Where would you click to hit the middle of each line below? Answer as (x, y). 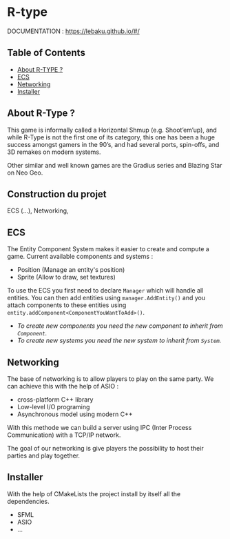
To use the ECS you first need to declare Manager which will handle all (105, 291)
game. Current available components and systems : (80, 257)
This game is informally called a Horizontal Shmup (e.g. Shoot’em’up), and (112, 130)
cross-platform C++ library (55, 400)
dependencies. (28, 501)
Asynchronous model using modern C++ (75, 414)
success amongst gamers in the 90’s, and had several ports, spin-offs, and (113, 144)
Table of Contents (46, 53)
